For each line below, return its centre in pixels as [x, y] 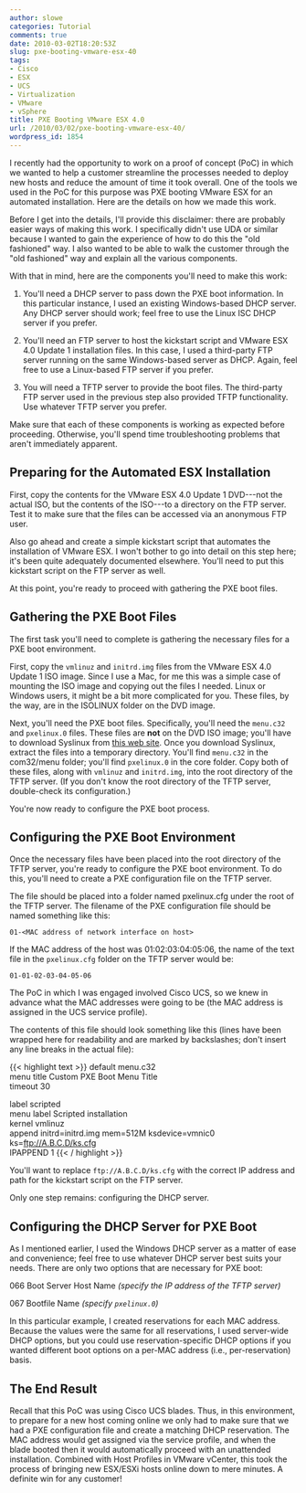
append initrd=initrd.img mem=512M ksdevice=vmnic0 [112, 1133]
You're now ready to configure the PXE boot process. [110, 809]
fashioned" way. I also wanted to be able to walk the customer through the [149, 249]
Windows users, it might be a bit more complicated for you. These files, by [149, 695]
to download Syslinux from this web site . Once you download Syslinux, [142, 742]
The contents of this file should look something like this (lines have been [145, 1030]
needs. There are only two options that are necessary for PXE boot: [136, 1268]
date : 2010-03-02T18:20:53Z [63, 43]
